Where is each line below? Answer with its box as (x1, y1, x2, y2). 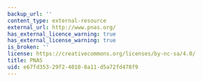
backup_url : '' (7, 10, 53, 18)
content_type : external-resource (7, 17, 107, 24)
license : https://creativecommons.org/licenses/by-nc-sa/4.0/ (7, 51, 196, 58)
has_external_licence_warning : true (7, 30, 116, 38)
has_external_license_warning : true (7, 37, 116, 44)
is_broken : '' (7, 43, 50, 51)
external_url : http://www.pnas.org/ (7, 24, 116, 31)
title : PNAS (7, 57, 43, 64)
